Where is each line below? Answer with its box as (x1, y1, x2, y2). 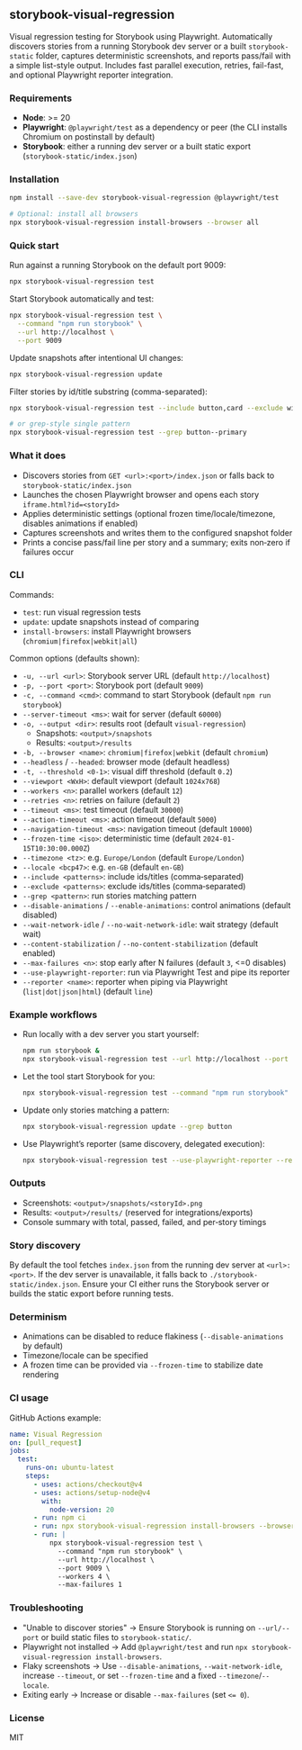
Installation (9, 173, 60, 185)
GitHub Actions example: (9, 1412, 102, 1423)
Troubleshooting (9, 1601, 84, 1614)
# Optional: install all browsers (9, 210, 139, 219)
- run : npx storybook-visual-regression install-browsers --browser (32, 1521, 296, 1531)
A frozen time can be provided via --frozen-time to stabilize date (22, 1359, 263, 1371)
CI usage (9, 1392, 49, 1404)
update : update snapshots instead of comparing (22, 616, 200, 627)
